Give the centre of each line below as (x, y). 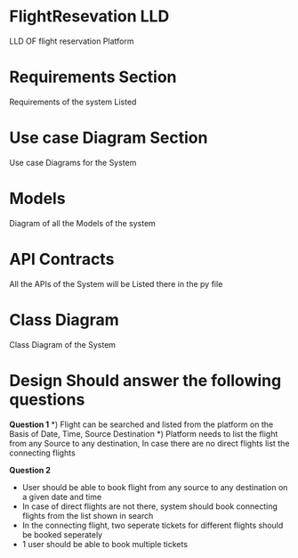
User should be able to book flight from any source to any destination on (155, 487)
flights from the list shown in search (88, 515)
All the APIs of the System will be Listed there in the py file (116, 283)
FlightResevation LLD (89, 16)
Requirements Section (93, 77)
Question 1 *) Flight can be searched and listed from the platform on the (141, 424)
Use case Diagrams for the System (73, 162)
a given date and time (62, 496)
